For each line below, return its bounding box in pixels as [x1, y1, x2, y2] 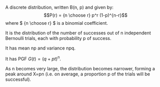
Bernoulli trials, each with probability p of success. [5, 35, 112, 41]
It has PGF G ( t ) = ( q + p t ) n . [5, 55, 61, 62]
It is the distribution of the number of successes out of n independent [5, 30, 151, 36]
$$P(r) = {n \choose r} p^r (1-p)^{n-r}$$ [43, 12, 128, 18]
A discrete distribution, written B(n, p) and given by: [5, 5, 114, 10]
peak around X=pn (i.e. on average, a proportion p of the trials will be [5, 71, 150, 77]
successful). [5, 76, 32, 82]
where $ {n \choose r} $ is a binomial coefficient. [5, 20, 109, 26]
